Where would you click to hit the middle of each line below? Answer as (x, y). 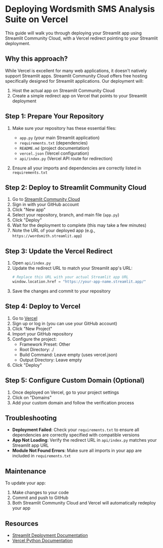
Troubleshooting (31, 418)
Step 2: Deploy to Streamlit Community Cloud (76, 187)
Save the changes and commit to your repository (61, 291)
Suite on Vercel (37, 19)
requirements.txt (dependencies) (54, 143)
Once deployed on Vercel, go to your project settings (65, 392)
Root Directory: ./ (37, 349)
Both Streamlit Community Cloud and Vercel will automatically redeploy (84, 503)
